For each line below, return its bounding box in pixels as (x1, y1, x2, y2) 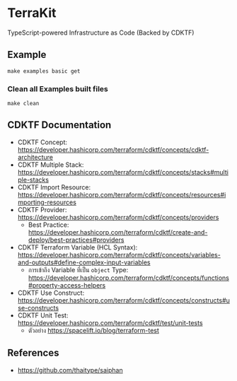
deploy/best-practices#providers (28, 235, 125, 244)
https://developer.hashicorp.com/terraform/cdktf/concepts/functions (28, 274, 230, 282)
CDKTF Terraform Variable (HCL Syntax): (17, 242, 138, 252)
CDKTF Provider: (17, 205, 67, 213)
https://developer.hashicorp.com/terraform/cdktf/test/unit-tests (17, 318, 203, 327)
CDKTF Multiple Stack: (17, 160, 84, 169)
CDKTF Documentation (7, 119, 112, 131)
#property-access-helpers (28, 281, 106, 289)
